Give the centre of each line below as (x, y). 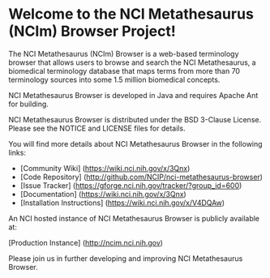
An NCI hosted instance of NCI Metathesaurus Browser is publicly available (134, 218)
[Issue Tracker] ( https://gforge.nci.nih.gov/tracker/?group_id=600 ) (131, 185)
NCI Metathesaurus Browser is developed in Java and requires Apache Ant (133, 95)
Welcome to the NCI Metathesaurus (131, 14)
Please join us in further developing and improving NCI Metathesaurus (126, 258)
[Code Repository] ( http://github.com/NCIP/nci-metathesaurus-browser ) (141, 177)
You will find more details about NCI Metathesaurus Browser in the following (135, 143)
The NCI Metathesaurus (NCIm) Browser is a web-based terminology (124, 53)
